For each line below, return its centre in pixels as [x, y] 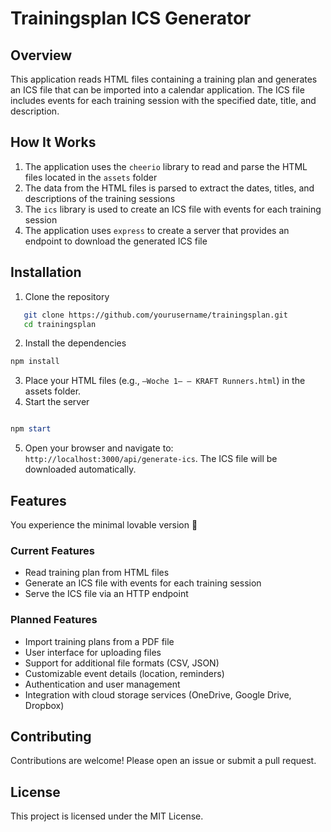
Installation [46, 272]
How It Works [53, 142]
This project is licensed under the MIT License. [107, 816]
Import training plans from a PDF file [99, 641]
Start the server [57, 402]
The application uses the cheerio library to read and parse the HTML [166, 166]
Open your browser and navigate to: [99, 448]
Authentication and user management [102, 684]
